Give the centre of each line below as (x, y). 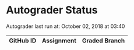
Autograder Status (52, 10)
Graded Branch (103, 40)
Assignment (59, 40)
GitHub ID (23, 40)
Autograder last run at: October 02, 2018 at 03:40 (66, 26)
